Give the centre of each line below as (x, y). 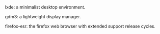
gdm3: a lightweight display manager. (43, 17)
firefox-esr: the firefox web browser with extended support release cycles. (80, 26)
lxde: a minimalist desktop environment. (45, 7)
